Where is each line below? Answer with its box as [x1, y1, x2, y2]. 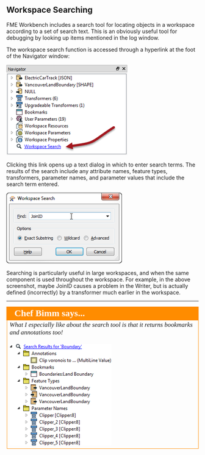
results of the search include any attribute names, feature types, [6, 167, 168, 174]
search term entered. [6, 180, 59, 188]
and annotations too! [9, 328, 63, 336]
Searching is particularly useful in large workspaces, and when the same [6, 269, 189, 276]
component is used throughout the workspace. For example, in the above [6, 276, 191, 283]
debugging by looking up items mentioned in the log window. [6, 34, 160, 41]
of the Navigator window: [6, 52, 70, 60]
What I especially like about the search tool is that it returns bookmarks [9, 320, 193, 329]
